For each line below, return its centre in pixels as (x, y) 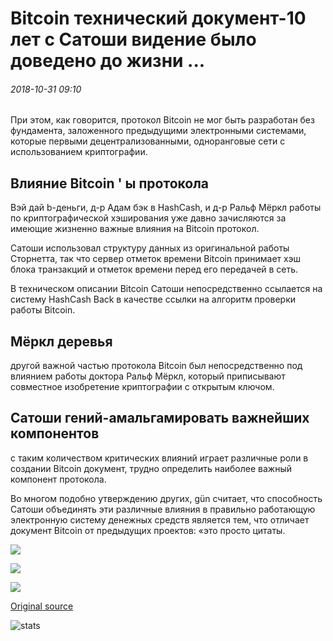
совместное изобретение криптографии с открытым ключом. (142, 387)
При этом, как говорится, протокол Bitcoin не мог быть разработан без (162, 120)
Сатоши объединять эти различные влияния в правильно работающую (163, 509)
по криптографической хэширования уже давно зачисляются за (148, 218)
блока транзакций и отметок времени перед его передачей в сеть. (154, 269)
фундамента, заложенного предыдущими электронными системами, (158, 131)
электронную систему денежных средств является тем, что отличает (160, 519)
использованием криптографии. (79, 152)
